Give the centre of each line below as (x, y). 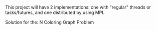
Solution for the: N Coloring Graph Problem (50, 22)
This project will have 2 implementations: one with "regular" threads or (78, 7)
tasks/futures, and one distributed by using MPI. (55, 12)
